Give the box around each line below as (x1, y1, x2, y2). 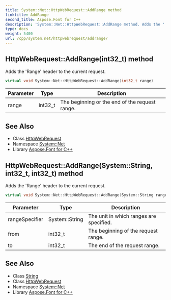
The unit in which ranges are (88, 213, 156, 220)
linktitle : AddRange (5, 12, 49, 17)
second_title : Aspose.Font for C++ (5, 17, 81, 22)
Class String (12, 272, 39, 279)
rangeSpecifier (8, 216, 44, 223)
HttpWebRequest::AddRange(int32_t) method (5, 55, 154, 64)
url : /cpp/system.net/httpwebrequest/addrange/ (5, 36, 108, 41)
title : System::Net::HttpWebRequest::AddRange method (5, 7, 122, 13)
